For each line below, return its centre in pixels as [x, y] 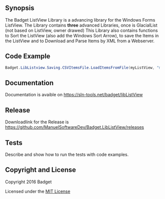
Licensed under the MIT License [38, 191]
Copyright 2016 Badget [28, 182]
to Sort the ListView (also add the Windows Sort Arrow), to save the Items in [82, 35]
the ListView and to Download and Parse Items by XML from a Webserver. [80, 41]
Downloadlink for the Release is [37, 122]
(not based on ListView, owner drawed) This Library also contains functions [82, 30]
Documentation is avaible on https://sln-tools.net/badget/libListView [74, 95]
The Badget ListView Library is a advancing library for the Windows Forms [80, 20]
